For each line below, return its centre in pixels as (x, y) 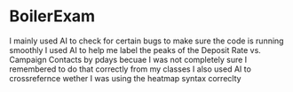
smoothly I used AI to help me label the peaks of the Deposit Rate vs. (135, 50)
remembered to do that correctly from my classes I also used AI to (130, 69)
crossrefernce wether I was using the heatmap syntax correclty (125, 78)
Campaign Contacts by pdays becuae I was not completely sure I (128, 59)
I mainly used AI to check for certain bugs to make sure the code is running (146, 41)
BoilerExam (52, 16)
